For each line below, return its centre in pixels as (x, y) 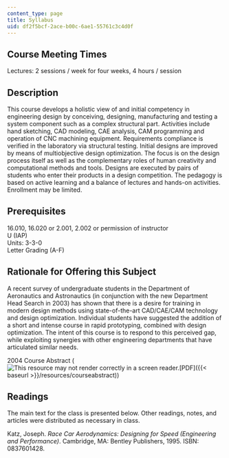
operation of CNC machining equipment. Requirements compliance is (105, 138)
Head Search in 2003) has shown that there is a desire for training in (104, 303)
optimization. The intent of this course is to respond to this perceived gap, (112, 332)
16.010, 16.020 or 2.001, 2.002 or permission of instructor (88, 228)
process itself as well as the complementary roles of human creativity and (112, 160)
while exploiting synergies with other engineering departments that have (110, 339)
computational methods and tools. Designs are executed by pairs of (103, 168)
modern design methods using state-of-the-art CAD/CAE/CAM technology (112, 310)
